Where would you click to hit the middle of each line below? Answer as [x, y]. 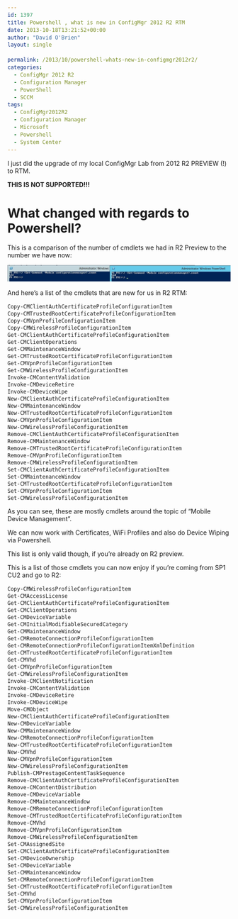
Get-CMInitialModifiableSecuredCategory [68, 624]
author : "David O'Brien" [44, 38]
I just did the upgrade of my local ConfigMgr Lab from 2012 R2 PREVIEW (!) [117, 163]
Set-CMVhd [22, 893]
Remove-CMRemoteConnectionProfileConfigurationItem [85, 808]
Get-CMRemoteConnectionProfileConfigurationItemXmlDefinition [101, 645]
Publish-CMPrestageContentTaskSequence [66, 773]
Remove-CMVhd [27, 823]
